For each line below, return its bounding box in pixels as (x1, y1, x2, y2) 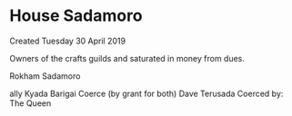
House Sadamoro (9, 5, 143, 26)
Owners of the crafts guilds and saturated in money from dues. (9, 53, 246, 63)
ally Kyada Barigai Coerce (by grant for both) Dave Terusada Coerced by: (9, 88, 284, 99)
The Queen (9, 97, 52, 109)
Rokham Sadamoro (9, 70, 81, 82)
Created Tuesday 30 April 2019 (9, 35, 126, 46)
